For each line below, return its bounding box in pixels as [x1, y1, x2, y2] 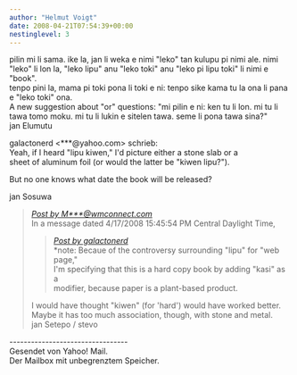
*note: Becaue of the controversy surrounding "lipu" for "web [53, 245, 279, 255]
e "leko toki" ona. [9, 92, 73, 103]
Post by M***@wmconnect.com [30, 209, 153, 220]
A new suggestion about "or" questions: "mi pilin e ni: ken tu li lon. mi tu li [9, 102, 278, 112]
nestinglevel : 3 [9, 29, 70, 38]
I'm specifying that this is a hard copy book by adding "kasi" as [53, 264, 285, 275]
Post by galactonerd [53, 236, 128, 246]
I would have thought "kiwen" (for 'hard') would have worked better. [30, 300, 282, 311]
